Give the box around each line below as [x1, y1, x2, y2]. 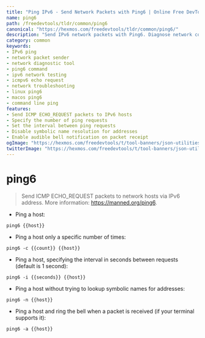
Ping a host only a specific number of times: [15, 233, 126, 241]
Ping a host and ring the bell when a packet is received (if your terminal [15, 307, 195, 315]
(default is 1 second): [15, 262, 68, 269]
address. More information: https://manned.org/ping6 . [21, 198, 157, 206]
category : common [6, 37, 51, 43]
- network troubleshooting [6, 83, 75, 89]
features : [6, 105, 32, 112]
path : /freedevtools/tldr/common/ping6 [6, 20, 108, 26]
